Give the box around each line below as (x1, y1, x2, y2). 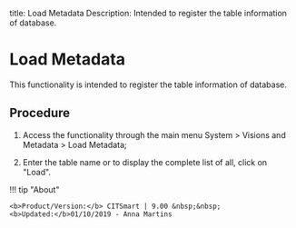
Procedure (9, 105, 71, 121)
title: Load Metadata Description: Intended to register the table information (9, 8, 288, 18)
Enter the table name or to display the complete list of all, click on (22, 156, 268, 167)
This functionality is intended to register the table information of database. (9, 79, 288, 90)
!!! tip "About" (9, 183, 60, 194)
